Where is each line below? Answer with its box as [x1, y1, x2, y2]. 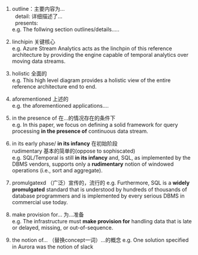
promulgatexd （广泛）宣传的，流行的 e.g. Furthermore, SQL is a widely [11, 179, 190, 186]
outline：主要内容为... [11, 5, 65, 12]
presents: [14, 20, 39, 26]
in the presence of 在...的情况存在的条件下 [11, 114, 115, 122]
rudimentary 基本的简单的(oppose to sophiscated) [11, 147, 136, 154]
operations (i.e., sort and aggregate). [11, 167, 103, 174]
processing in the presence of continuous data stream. [11, 127, 148, 135]
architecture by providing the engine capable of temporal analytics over [11, 51, 188, 58]
